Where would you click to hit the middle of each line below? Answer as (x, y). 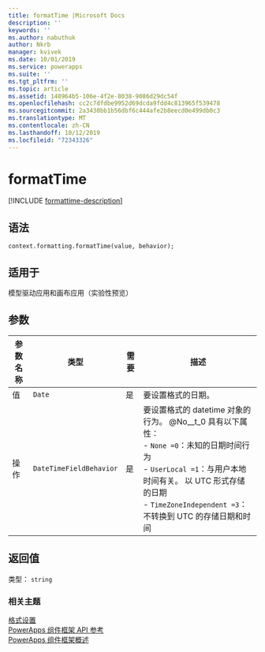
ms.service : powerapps (45, 67)
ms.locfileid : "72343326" (50, 140)
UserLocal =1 (175, 469)
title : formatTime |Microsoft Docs (67, 15)
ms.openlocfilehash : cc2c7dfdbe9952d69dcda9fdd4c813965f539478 (114, 103)
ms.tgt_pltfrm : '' (38, 81)
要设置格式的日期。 (179, 395)
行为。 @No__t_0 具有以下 (191, 421)
